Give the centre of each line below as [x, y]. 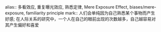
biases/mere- [143, 7]
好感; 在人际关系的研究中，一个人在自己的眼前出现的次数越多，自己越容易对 [80, 19]
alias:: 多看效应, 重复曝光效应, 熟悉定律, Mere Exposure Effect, [67, 7]
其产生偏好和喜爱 [22, 25]
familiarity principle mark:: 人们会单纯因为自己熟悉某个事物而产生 [91, 13]
